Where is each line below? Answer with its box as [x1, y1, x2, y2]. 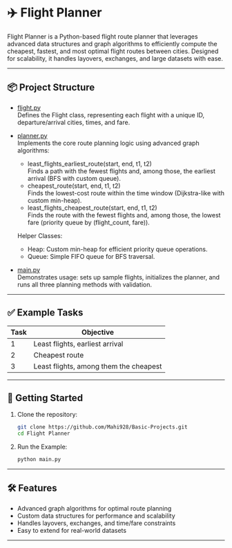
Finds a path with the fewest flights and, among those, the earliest [27, 166, 216, 175]
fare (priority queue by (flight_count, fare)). [27, 218, 150, 226]
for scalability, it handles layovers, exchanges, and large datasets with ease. [7, 54, 223, 62]
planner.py [17, 131, 48, 139]
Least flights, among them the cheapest [33, 361, 162, 371]
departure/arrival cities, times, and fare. [17, 118, 130, 126]
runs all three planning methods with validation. [17, 280, 153, 288]
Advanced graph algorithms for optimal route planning [17, 504, 172, 512]
